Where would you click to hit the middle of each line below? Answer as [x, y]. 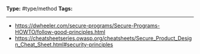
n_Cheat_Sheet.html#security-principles [64, 45]
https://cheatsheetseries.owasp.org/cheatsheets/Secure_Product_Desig [103, 38]
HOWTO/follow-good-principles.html [60, 32]
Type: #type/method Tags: [40, 9]
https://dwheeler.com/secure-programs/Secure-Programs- [87, 26]
